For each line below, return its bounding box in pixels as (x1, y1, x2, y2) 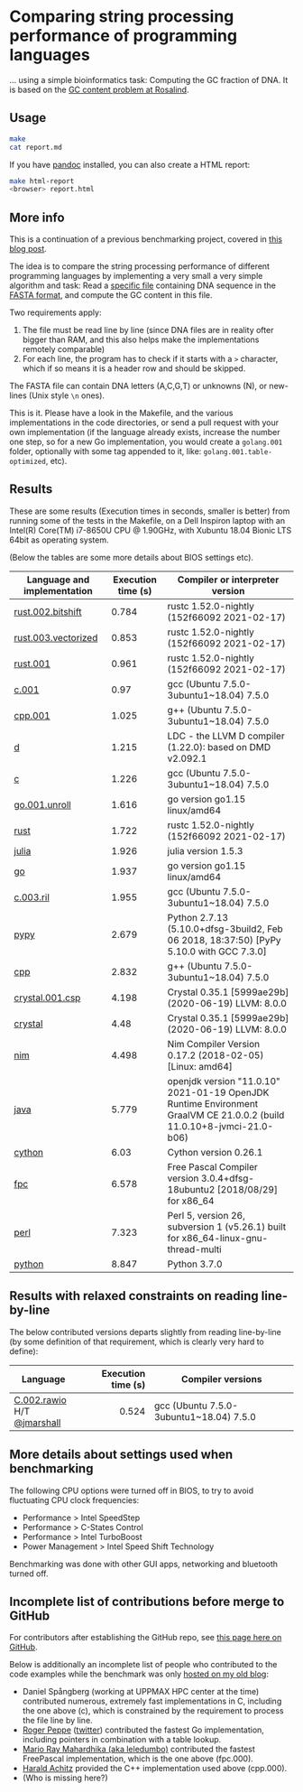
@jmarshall (14, 1416, 61, 1428)
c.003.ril (14, 891, 50, 904)
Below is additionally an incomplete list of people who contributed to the (9, 1659, 278, 1670)
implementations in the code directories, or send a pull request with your (9, 417, 280, 428)
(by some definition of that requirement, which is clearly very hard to (9, 1336, 264, 1347)
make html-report (9, 176, 75, 186)
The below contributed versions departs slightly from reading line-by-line (9, 1326, 282, 1337)
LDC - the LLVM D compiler (167, 729, 286, 742)
